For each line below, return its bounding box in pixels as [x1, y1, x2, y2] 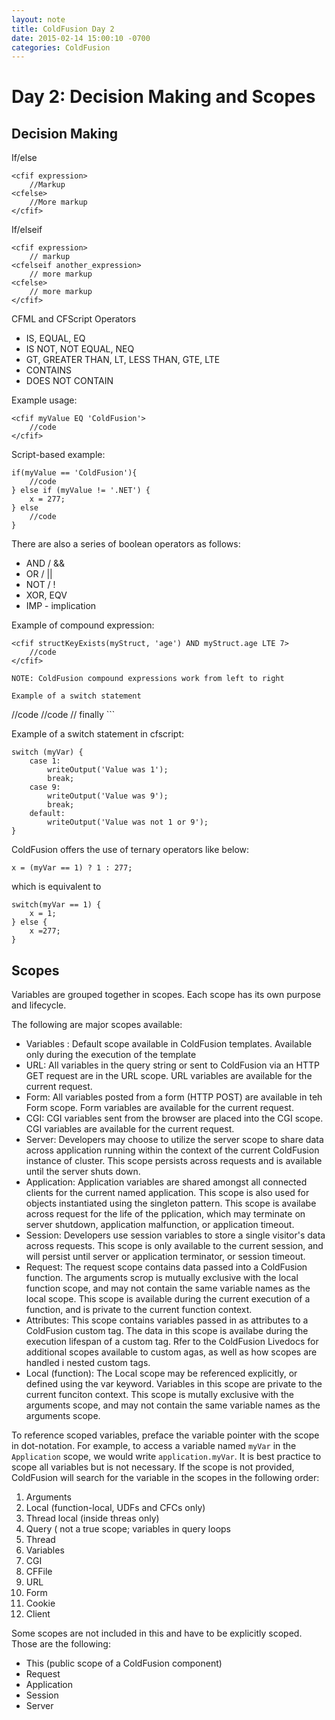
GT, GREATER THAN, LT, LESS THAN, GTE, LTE [25, 354, 221, 366]
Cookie [25, 1597, 56, 1610]
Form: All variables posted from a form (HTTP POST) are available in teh [25, 1091, 323, 1103]
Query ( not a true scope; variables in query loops [25, 1523, 231, 1535]
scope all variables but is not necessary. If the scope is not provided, [11, 1461, 295, 1473]
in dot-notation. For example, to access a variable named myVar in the [11, 1440, 297, 1452]
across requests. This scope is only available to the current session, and [25, 1240, 324, 1252]
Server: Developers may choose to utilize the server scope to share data [25, 1134, 324, 1146]
